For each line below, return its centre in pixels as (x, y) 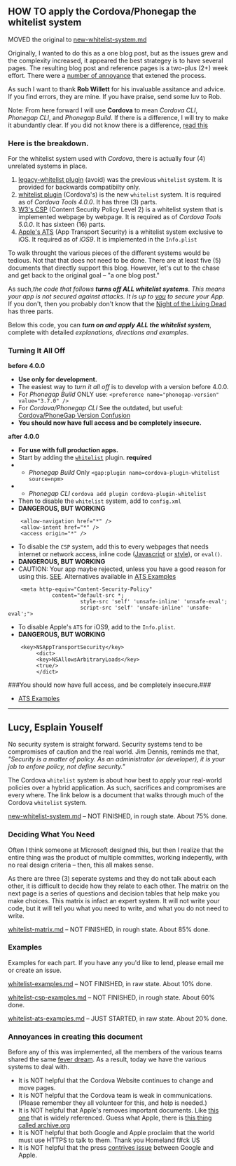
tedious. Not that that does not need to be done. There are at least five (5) (114, 261)
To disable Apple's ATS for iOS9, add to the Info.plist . (97, 627)
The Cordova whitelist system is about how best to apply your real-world (115, 780)
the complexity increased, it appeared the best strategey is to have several (116, 60)
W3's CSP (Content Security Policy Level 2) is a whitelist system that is (120, 209)
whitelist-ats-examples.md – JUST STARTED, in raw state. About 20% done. (118, 1018)
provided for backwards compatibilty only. (79, 187)
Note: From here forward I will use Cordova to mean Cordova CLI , (103, 110)
